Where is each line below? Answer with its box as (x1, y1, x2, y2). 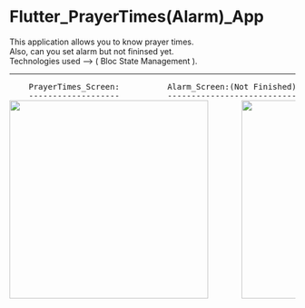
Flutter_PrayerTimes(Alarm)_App (9, 6, 265, 27)
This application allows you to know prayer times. (9, 36, 194, 47)
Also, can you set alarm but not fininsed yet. (9, 45, 174, 56)
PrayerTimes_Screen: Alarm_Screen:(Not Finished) (28, 82, 297, 91)
